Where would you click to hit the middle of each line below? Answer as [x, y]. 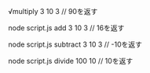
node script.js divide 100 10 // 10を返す [71, 61]
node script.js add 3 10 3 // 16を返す [66, 28]
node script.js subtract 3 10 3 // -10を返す [75, 44]
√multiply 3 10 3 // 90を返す [53, 11]
